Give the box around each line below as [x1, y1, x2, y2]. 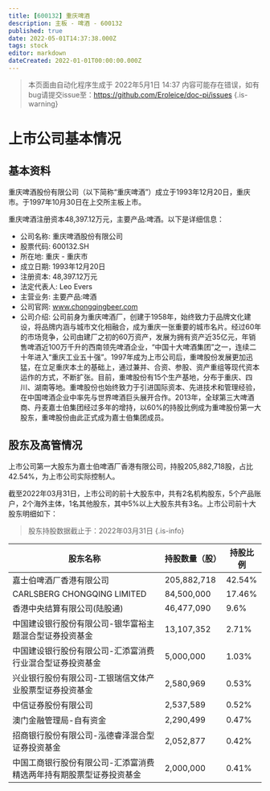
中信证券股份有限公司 [12, 699, 94, 710]
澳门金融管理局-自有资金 [12, 714, 107, 726]
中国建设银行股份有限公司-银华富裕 [12, 618, 147, 629]
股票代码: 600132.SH [19, 241, 90, 251]
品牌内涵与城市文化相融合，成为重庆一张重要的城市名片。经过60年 [41, 321, 262, 331]
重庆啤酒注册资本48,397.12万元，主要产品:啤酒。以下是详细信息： [8, 214, 225, 224]
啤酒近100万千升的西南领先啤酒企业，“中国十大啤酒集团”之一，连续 [27, 342, 250, 351]
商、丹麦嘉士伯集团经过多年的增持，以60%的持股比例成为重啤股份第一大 [19, 402, 262, 412]
